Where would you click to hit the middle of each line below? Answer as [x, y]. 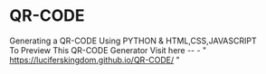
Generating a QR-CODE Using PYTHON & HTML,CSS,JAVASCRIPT [133, 41]
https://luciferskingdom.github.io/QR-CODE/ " [95, 60]
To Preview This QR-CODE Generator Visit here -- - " [108, 50]
